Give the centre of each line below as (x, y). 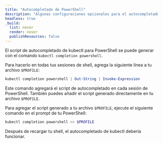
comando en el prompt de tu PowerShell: (46, 113)
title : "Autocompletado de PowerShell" (45, 9)
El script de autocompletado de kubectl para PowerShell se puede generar (80, 50)
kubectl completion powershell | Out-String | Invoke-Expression (72, 79)
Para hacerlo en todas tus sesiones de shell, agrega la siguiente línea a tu (78, 65)
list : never (22, 28)
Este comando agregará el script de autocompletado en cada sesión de (76, 88)
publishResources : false (34, 37)
